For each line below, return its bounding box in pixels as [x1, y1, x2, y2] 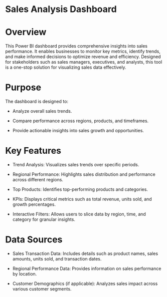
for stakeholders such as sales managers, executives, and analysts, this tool [5, 59, 162, 65]
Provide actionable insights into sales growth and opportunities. [12, 128, 144, 134]
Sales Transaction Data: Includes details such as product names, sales [12, 250, 158, 256]
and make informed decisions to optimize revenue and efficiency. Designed [5, 54, 161, 60]
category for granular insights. [12, 216, 75, 222]
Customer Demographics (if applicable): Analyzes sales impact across [12, 280, 158, 286]
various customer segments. [12, 285, 72, 291]
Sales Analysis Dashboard [5, 4, 117, 15]
